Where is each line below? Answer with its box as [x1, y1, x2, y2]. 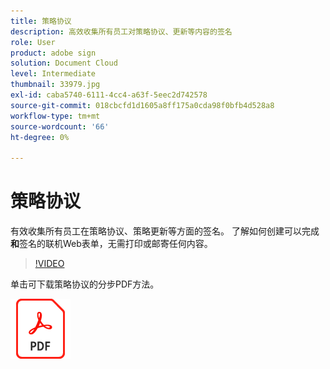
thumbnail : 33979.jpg [10, 80, 101, 90]
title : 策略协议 [10, 16, 72, 26]
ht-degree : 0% [10, 132, 70, 142]
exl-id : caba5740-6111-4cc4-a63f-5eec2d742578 [10, 90, 208, 100]
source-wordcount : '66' [10, 121, 110, 132]
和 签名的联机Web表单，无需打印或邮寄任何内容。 [10, 238, 213, 250]
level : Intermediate [10, 69, 97, 79]
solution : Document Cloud [10, 58, 118, 69]
